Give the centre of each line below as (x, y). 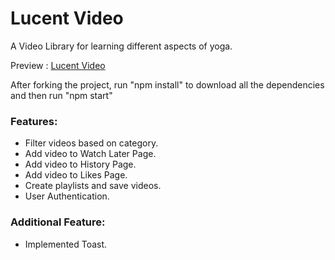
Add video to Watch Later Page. (90, 154)
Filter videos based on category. (91, 143)
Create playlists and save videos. (93, 186)
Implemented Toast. (66, 244)
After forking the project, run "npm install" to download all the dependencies (167, 84)
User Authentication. (67, 196)
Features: (34, 121)
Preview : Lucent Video (58, 65)
